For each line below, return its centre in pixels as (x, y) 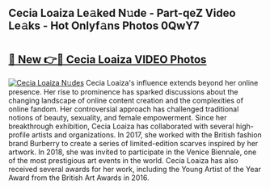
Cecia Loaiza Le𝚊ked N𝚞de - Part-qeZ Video (122, 13)
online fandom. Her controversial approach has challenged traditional (124, 109)
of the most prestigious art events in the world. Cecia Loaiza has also (123, 160)
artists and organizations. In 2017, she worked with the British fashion (147, 135)
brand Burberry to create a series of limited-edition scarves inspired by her (133, 143)
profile (19, 135)
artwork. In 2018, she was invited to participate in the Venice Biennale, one (133, 152)
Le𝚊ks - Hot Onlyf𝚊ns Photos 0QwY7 (104, 26)
